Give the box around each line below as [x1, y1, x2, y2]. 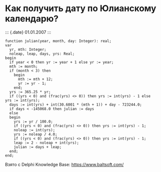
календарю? [5, 13, 59, 24]
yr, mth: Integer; [9, 47, 47, 52]
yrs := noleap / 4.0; [14, 132, 57, 137]
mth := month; [9, 64, 38, 69]
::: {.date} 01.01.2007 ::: [5, 29, 51, 35]
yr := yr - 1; [17, 81, 47, 86]
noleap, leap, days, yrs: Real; [9, 51, 75, 56]
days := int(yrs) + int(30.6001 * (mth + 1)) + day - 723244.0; [9, 102, 142, 107]
